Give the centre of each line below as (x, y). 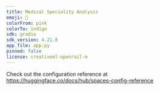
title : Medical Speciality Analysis (52, 12)
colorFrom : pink (27, 23)
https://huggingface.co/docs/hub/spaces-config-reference (80, 80)
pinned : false (24, 51)
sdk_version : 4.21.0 (32, 40)
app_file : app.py (28, 46)
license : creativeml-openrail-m (47, 57)
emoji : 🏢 (17, 18)
